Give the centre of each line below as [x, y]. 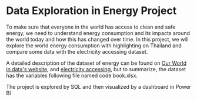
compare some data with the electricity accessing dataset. [77, 51]
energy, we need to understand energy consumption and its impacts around [98, 33]
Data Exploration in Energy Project [91, 11]
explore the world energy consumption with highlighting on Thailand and [94, 46]
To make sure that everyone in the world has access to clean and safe [91, 27]
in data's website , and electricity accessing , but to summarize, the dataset [96, 69]
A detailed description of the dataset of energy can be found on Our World [96, 63]
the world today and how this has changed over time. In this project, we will [98, 39]
